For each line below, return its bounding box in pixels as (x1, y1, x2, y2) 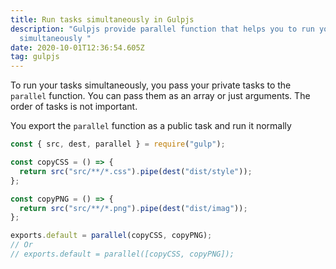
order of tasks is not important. (10, 101, 138, 113)
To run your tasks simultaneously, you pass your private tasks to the (10, 79, 292, 91)
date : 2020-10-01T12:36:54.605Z (10, 42, 145, 53)
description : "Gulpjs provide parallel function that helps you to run (10, 24, 315, 34)
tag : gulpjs (10, 52, 60, 62)
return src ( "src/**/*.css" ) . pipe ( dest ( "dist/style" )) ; (19, 166, 253, 176)
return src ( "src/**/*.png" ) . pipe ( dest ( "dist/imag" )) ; (19, 203, 248, 213)
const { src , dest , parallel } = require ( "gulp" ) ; (10, 139, 226, 150)
